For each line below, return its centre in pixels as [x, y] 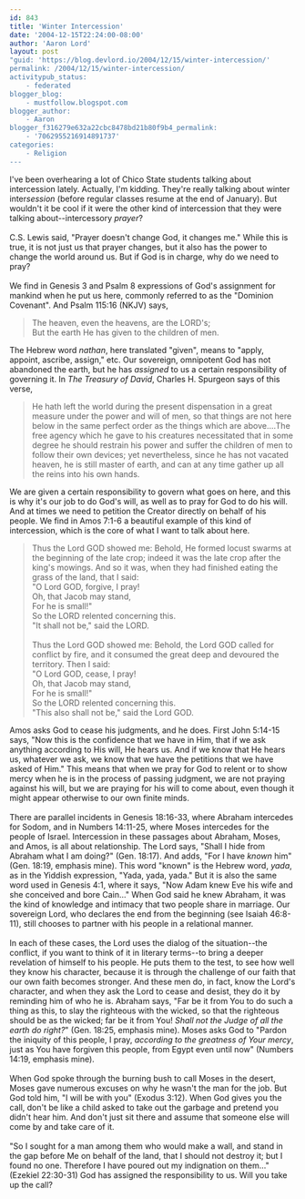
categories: [32, 145]
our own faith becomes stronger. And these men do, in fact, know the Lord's [152, 981]
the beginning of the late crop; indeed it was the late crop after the [156, 557]
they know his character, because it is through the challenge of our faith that [152, 971]
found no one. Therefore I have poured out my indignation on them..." [140, 1165]
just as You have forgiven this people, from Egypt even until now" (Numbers [152, 1049]
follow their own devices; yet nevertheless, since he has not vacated [160, 454]
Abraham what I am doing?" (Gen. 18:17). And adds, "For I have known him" [151, 856]
